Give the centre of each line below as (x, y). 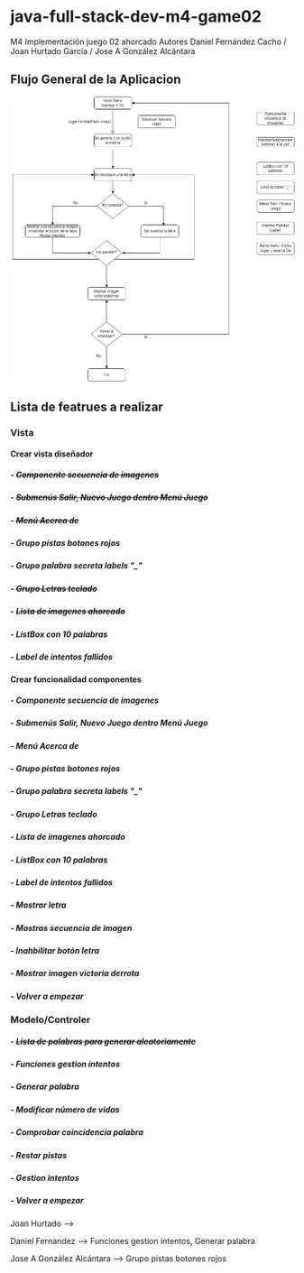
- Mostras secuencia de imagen (71, 927)
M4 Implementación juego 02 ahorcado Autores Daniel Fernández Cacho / (148, 42)
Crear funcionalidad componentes (76, 679)
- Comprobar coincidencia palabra (77, 1132)
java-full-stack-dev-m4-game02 (136, 17)
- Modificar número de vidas (65, 1109)
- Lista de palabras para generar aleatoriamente (103, 1041)
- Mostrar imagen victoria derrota (75, 973)
